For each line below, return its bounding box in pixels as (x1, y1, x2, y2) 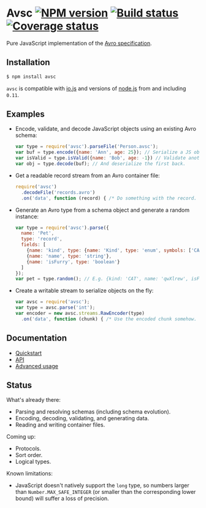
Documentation (6, 333, 67, 344)
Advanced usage (15, 362, 58, 369)
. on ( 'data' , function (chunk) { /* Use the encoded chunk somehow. (21, 316, 197, 322)
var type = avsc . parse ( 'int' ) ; (15, 304, 96, 311)
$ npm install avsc (6, 74, 56, 80)
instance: (15, 212, 39, 220)
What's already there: (6, 396, 61, 404)
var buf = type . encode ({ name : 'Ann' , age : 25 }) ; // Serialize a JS (15, 149, 192, 156)
